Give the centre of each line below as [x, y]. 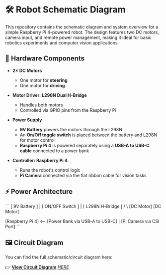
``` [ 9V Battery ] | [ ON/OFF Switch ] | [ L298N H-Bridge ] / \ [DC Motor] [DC [83, 206]
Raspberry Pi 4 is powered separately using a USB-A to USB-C [85, 145]
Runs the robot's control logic [50, 170]
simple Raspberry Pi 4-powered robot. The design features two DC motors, [82, 32]
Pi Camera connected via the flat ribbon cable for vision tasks [83, 175]
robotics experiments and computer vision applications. [62, 42]
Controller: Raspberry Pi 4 [40, 160]
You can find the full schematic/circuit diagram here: [59, 257]
